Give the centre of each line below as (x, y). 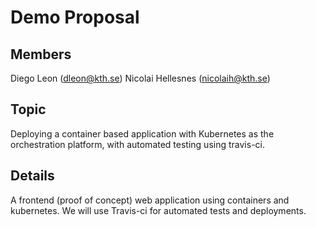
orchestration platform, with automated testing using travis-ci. (137, 144)
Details (32, 176)
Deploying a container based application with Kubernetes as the (142, 133)
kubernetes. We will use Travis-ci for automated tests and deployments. (158, 210)
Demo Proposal (75, 17)
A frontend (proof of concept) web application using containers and (150, 200)
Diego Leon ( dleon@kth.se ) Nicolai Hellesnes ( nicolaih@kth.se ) (140, 78)
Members (41, 54)
